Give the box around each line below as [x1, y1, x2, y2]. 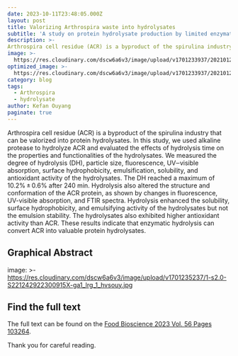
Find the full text [7, 301, 81, 313]
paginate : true [7, 109, 52, 116]
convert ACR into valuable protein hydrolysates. [7, 226, 147, 234]
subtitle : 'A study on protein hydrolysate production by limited [7, 30, 208, 38]
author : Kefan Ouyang [7, 103, 72, 110]
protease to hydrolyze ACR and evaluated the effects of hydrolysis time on [7, 143, 225, 152]
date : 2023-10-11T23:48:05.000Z [7, 10, 103, 18]
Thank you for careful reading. [7, 341, 96, 350]
